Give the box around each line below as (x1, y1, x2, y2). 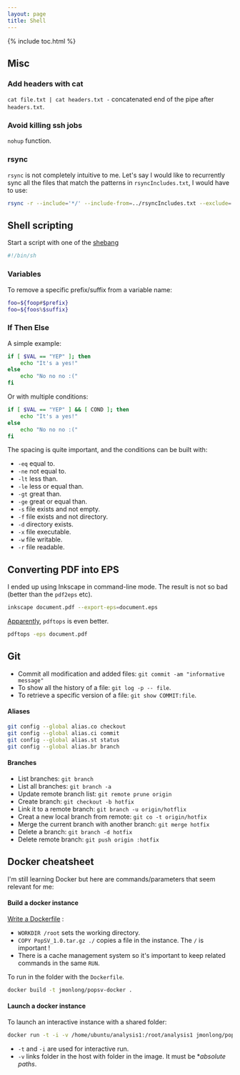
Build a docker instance (7, 899, 79, 907)
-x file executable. (17, 528, 71, 536)
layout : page (7, 10, 46, 18)
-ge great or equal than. (17, 497, 88, 506)
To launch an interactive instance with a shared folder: (7, 1017, 167, 1026)
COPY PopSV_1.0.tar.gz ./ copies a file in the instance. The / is (17, 936, 204, 944)
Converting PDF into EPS (7, 564, 119, 576)
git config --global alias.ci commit (7, 729, 120, 736)
